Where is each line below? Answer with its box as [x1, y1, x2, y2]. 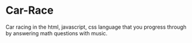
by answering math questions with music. [5, 29, 108, 36]
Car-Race [5, 4, 54, 17]
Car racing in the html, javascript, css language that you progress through [5, 23, 187, 30]
